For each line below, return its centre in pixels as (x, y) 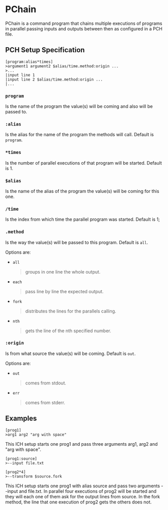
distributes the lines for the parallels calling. (71, 311)
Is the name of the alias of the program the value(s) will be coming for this (82, 191)
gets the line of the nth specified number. (68, 331)
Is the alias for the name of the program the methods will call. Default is (80, 135)
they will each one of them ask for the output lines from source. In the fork (83, 496)
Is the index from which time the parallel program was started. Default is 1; (83, 219)
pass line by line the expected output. (64, 291)
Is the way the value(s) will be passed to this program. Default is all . (77, 242)
